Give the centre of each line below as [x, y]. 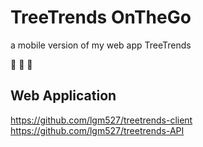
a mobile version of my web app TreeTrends [101, 45]
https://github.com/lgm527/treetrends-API [97, 130]
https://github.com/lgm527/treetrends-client [101, 120]
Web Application [63, 96]
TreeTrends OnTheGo [101, 17]
